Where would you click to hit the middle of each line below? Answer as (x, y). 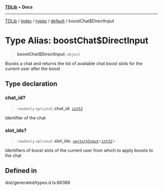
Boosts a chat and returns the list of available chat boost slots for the (74, 63)
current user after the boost (33, 69)
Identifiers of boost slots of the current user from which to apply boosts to (79, 150)
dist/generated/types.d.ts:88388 (38, 182)
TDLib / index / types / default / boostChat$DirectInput (60, 21)
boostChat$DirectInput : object (49, 54)
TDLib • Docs (19, 7)
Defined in (21, 171)
